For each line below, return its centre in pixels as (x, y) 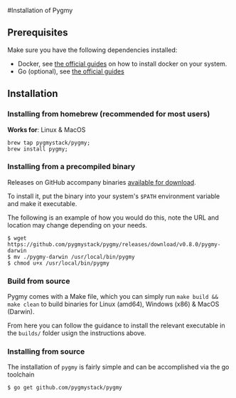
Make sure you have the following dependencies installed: (92, 50)
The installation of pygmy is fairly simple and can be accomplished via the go (118, 367)
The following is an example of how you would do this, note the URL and (113, 218)
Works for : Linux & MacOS (47, 129)
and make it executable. (42, 203)
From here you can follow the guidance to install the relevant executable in (116, 326)
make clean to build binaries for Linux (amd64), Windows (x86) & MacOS (113, 304)
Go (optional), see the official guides (71, 71)
